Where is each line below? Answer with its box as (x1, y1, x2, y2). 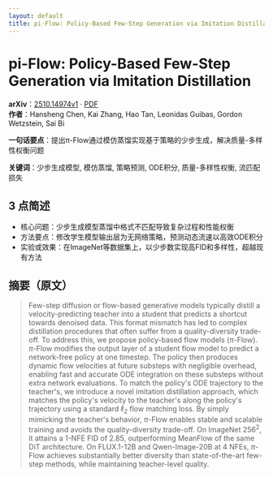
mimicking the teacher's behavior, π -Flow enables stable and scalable (28, 415, 262, 424)
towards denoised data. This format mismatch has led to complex (28, 318, 248, 328)
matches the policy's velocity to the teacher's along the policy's (28, 395, 242, 406)
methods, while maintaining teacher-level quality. (45, 459, 210, 469)
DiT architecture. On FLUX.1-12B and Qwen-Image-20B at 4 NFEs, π (28, 441, 256, 451)
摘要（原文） (8, 278, 73, 292)
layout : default (8, 11, 63, 20)
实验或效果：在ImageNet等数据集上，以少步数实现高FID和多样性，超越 (19, 243, 257, 252)
